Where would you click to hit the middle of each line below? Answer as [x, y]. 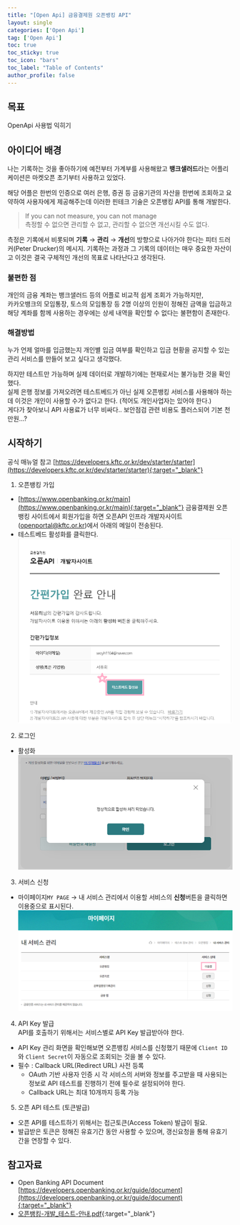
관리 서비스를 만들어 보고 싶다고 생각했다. [65, 359]
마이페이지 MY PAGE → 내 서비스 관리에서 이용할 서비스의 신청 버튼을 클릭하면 [122, 897]
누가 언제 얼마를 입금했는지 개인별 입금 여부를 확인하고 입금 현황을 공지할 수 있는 [119, 349]
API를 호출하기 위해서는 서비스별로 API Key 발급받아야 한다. [101, 1032]
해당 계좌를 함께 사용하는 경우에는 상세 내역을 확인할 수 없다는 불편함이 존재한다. [119, 312]
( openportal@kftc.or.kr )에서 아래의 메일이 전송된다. [90, 525]
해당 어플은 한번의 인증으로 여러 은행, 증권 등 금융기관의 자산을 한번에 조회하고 [116, 193]
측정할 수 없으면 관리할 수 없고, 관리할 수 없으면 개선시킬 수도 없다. [117, 224]
